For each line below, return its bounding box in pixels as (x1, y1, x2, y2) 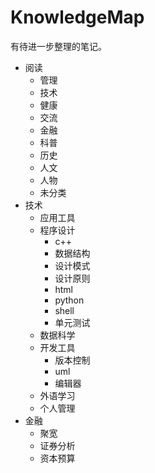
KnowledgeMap (10, 6, 145, 29)
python (54, 294, 85, 306)
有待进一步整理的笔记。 (10, 40, 107, 52)
